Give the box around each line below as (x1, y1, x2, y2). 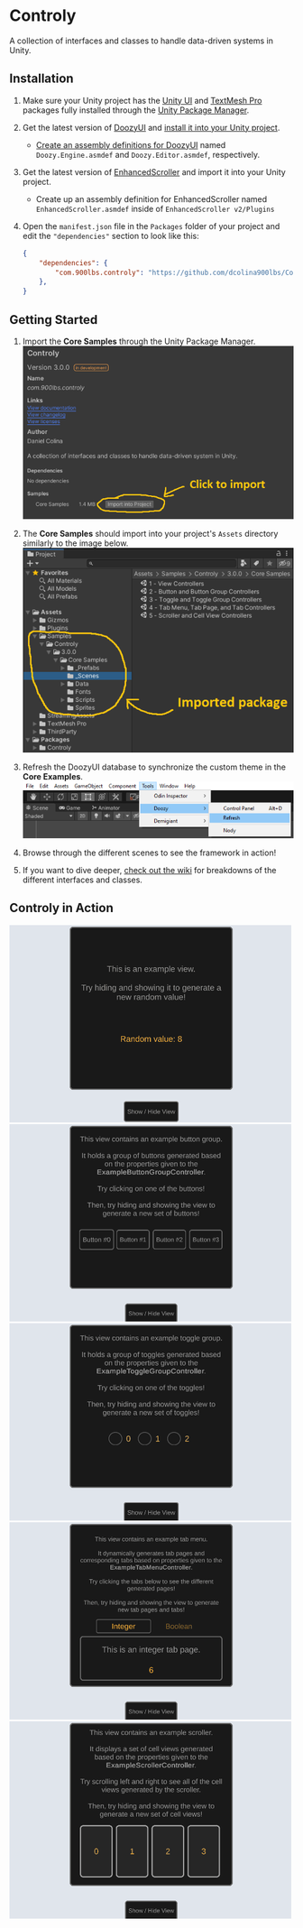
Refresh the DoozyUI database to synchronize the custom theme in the (22, 761, 287, 772)
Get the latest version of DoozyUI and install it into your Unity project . (22, 122, 280, 133)
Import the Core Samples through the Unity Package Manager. (22, 336, 256, 346)
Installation (9, 71, 74, 87)
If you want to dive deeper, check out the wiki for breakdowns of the (22, 864, 277, 875)
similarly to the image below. (22, 538, 129, 549)
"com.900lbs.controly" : (55, 268, 144, 277)
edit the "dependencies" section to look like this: (22, 230, 200, 241)
